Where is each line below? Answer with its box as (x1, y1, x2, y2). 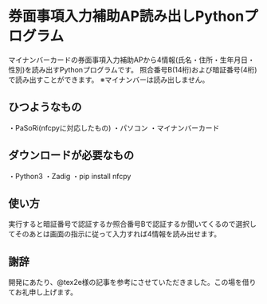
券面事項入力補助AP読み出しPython (8, 7, 245, 25)
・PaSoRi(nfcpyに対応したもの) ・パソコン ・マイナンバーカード (8, 123, 220, 132)
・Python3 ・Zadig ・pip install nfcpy (8, 171, 132, 181)
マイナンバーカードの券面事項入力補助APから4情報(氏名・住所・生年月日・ (8, 55, 255, 64)
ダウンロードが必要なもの (8, 149, 134, 162)
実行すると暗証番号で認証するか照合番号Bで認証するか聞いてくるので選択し (8, 220, 257, 229)
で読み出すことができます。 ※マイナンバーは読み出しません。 (8, 75, 210, 84)
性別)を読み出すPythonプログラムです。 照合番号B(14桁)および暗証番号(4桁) (8, 64, 257, 74)
